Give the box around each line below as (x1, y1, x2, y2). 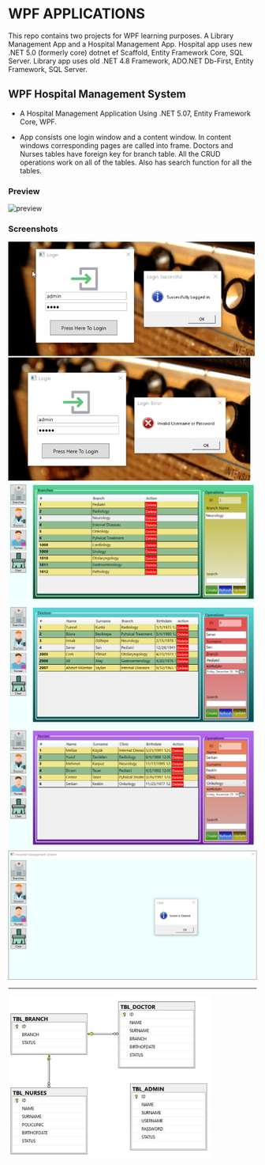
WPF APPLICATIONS (8, 5, 146, 23)
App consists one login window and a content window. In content (19, 132, 231, 142)
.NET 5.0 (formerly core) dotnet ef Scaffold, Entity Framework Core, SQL (8, 47, 244, 57)
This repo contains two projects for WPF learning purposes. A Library (8, 31, 234, 40)
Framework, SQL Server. (8, 64, 88, 74)
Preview (8, 185, 40, 196)
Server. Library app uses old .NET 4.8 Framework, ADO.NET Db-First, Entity (8, 56, 254, 66)
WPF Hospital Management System (8, 88, 187, 101)
